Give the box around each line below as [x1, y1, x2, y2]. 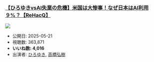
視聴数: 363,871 [12, 39, 45, 45]
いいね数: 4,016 [12, 45, 45, 51]
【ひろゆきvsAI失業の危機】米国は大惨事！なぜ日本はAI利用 [5, 4, 149, 11]
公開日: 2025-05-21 [12, 33, 53, 39]
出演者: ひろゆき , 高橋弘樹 [12, 52, 66, 58]
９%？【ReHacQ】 [5, 11, 51, 18]
